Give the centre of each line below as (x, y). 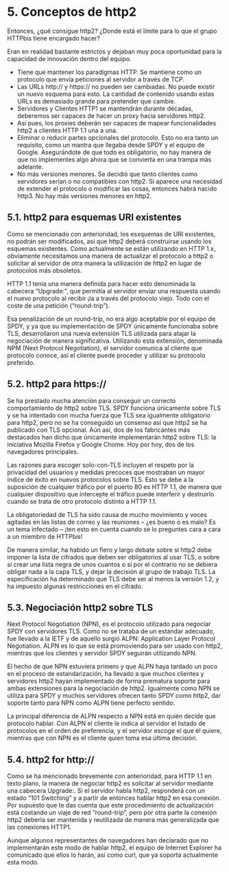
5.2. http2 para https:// (57, 384)
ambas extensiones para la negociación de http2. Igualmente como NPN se (113, 688)
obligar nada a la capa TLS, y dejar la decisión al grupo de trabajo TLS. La (111, 571)
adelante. (30, 167)
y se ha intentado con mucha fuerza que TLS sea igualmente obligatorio (109, 415)
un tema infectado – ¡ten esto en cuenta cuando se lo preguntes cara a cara (114, 529)
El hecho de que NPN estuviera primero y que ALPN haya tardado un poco (112, 666)
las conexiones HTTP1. (39, 827)
